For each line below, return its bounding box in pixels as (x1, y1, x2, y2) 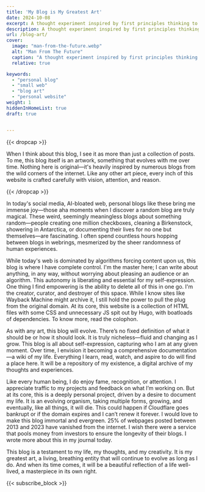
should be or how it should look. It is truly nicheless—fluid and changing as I (6, 333, 198, 341)
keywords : (6, 71, 32, 77)
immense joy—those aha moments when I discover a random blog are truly (6, 206, 195, 214)
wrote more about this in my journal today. (6, 436, 113, 443)
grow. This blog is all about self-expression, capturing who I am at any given (6, 340, 198, 347)
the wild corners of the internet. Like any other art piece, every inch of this (6, 169, 193, 177)
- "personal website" (12, 94, 67, 100)
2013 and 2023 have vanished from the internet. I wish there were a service (6, 423, 196, 430)
